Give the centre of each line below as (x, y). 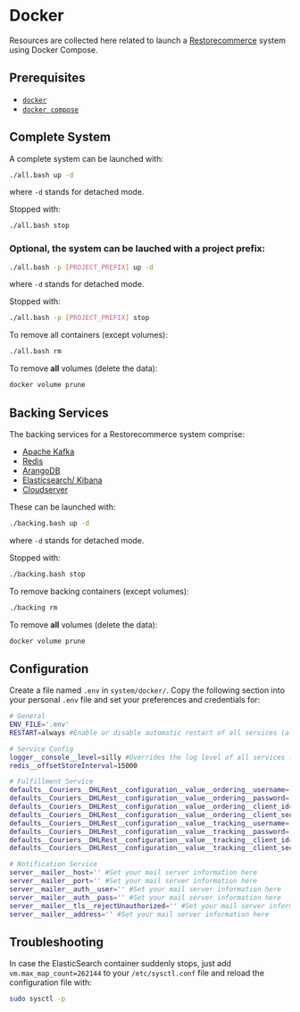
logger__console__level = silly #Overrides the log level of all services (147, 757)
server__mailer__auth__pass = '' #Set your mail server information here (145, 898)
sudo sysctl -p (37, 999)
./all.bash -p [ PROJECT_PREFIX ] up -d (81, 267)
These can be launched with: (62, 507)
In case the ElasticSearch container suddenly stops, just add (121, 964)
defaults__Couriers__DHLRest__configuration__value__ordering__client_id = (151, 807)
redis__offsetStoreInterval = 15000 (74, 765)
